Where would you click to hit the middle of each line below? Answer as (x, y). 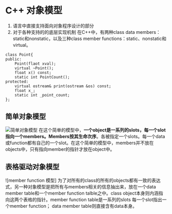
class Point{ (19, 54)
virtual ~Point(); (34, 68)
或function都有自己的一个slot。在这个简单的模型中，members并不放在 (80, 143)
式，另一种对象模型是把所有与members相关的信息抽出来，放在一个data (81, 187)
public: (14, 59)
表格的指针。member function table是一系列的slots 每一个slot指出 (93, 199)
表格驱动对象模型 (32, 167)
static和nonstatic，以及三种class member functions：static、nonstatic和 (90, 38)
